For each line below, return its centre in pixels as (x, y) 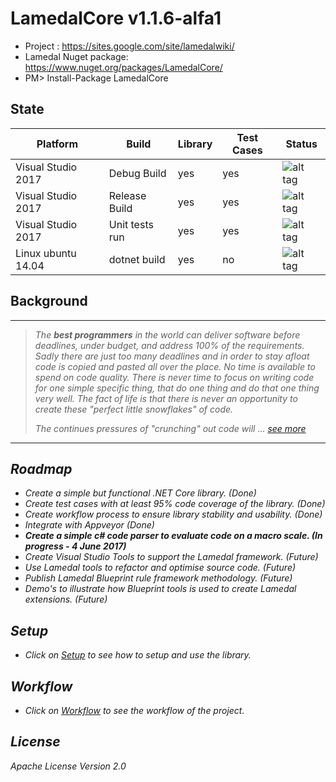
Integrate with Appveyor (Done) (89, 525)
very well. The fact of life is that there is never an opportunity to (166, 398)
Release (127, 195)
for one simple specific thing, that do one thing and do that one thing (177, 388)
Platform (57, 144)
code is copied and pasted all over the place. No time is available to (175, 366)
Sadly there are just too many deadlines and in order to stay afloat (172, 356)
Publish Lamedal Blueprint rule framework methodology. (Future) (158, 578)
